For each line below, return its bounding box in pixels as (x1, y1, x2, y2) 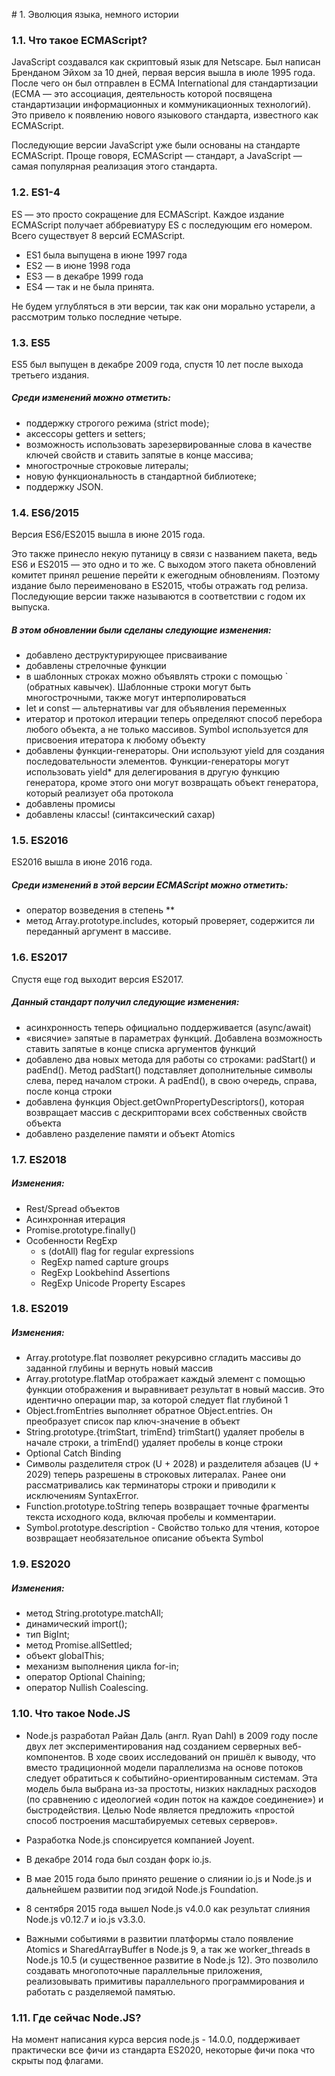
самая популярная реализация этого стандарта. (11, 160, 218, 173)
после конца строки (25, 1085, 113, 1097)
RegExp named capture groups (40, 1255, 169, 1268)
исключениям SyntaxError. (25, 1490, 139, 1502)
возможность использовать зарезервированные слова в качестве (25, 438, 313, 450)
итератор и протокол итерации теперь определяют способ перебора (25, 713, 323, 725)
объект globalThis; (25, 1650, 105, 1662)
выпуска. (11, 601, 51, 613)
